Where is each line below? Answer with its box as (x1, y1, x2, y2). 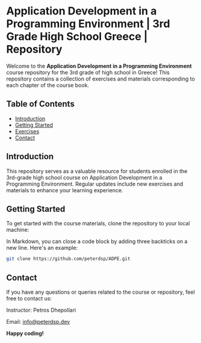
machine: (6, 226, 29, 234)
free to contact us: (6, 295, 52, 302)
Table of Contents (6, 99, 75, 109)
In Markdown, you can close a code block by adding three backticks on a (6, 238, 188, 245)
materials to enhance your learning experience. (6, 186, 123, 193)
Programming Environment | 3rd (6, 17, 170, 31)
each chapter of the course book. (6, 81, 89, 88)
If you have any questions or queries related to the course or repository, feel (6, 288, 196, 296)
